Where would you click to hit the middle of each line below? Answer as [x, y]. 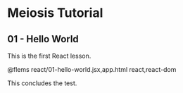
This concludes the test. [42, 83]
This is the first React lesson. [49, 56]
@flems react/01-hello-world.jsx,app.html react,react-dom [92, 69]
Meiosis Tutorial [55, 13]
